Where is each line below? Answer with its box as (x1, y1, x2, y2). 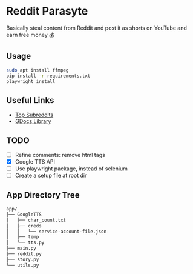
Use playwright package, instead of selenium (15, 165, 128, 172)
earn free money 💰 (6, 31, 54, 38)
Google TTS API (15, 158, 56, 165)
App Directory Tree (6, 190, 80, 200)
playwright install (6, 78, 56, 84)
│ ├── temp (6, 234, 39, 240)
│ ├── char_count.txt (6, 217, 67, 223)
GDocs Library (15, 118, 51, 125)
